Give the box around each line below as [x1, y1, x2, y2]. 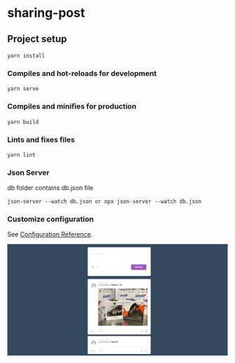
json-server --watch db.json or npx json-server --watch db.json [7, 198, 201, 205]
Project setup [7, 33, 68, 45]
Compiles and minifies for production [7, 102, 136, 112]
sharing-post [7, 5, 85, 21]
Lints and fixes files [7, 135, 76, 145]
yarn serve [7, 86, 39, 93]
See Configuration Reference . [7, 230, 93, 239]
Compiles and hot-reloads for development [7, 68, 157, 78]
